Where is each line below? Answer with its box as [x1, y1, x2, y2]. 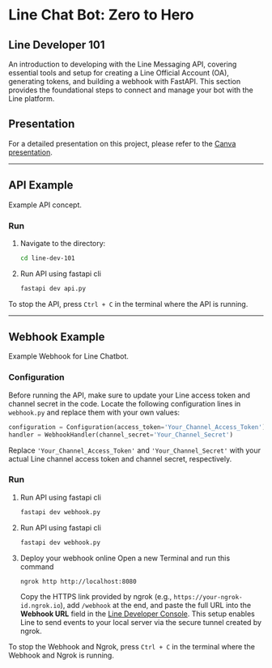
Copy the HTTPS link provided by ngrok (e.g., [19, 592, 172, 602]
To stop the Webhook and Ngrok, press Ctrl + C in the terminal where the [8, 642, 255, 652]
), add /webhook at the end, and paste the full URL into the [60, 601, 252, 611]
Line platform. [8, 94, 55, 103]
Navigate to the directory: [19, 238, 106, 248]
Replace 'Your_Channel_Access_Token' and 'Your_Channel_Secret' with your [8, 445, 261, 455]
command [19, 561, 54, 572]
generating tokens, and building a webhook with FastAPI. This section [8, 77, 241, 86]
